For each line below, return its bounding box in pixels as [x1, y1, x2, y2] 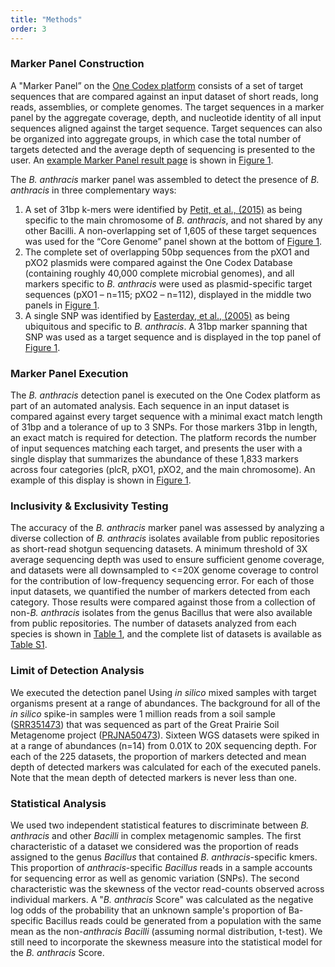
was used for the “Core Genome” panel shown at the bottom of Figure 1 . [24, 235, 323, 247]
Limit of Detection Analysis [10, 664, 145, 678]
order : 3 [10, 24, 47, 34]
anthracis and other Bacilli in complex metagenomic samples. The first [10, 829, 302, 841]
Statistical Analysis [10, 796, 107, 810]
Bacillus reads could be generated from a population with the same [45, 914, 322, 926]
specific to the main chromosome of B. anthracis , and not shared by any [24, 214, 323, 226]
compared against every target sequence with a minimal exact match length [10, 411, 323, 423]
